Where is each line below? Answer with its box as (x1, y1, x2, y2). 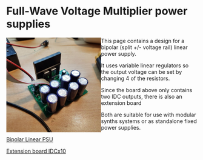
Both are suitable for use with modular (101, 111, 196, 118)
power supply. (101, 50, 136, 57)
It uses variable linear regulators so (101, 62, 189, 69)
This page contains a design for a (101, 37, 185, 44)
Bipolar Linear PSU (6, 135, 53, 143)
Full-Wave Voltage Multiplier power (6, 4, 188, 18)
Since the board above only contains (101, 86, 193, 93)
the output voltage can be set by (101, 68, 182, 75)
